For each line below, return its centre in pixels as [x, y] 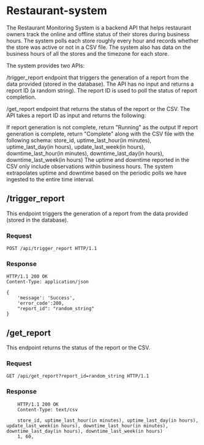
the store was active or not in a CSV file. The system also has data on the [99, 47]
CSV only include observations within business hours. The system [90, 166]
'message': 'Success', [46, 298]
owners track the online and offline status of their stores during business [98, 34]
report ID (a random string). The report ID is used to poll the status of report [102, 90]
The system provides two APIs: [46, 66]
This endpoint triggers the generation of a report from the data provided [97, 213]
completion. [21, 97]
